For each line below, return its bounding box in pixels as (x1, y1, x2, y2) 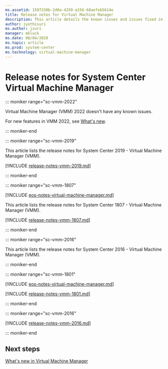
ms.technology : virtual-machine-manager (5, 49, 92, 55)
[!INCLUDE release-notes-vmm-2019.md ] (5, 163, 92, 169)
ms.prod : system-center (5, 45, 55, 50)
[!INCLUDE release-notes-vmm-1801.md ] (5, 291, 91, 297)
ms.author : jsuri (5, 26, 42, 31)
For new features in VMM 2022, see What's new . (5, 118, 107, 124)
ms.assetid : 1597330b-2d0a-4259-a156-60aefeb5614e (5, 7, 114, 13)
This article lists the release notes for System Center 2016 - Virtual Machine (5, 246, 162, 252)
